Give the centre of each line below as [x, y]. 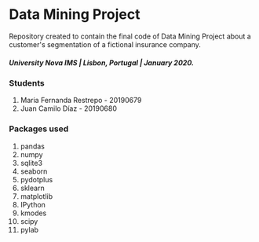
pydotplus [36, 179]
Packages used [39, 129]
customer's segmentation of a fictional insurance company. [105, 44]
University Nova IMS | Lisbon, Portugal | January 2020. [102, 62]
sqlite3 [31, 163]
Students [27, 82]
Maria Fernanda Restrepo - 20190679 [81, 101]
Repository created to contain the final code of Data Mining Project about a [130, 36]
